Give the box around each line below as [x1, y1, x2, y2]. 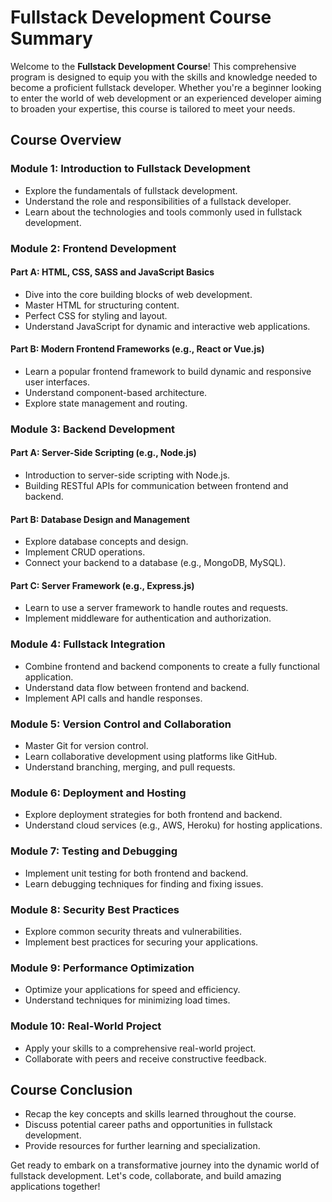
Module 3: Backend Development [10, 422, 176, 436]
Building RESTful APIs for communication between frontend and [24, 480, 289, 492]
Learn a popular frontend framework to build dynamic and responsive [24, 365, 312, 377]
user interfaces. [24, 376, 90, 388]
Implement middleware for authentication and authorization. [24, 612, 272, 625]
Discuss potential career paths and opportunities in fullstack [24, 1119, 273, 1131]
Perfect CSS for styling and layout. [24, 309, 168, 321]
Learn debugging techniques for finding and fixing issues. [24, 877, 264, 890]
